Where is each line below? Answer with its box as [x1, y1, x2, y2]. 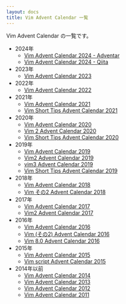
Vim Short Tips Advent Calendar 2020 [24, 133, 119, 141]
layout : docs [6, 8, 39, 15]
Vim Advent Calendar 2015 [24, 251, 90, 258]
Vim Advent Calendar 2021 [24, 100, 90, 107]
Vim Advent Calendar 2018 [24, 181, 90, 188]
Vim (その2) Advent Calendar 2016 [24, 230, 110, 237]
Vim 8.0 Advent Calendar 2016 [24, 237, 100, 245]
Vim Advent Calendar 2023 [24, 72, 92, 79]
